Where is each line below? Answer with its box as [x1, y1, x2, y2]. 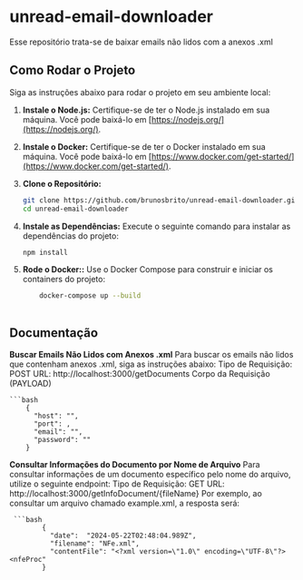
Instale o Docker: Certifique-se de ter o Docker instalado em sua [22, 141, 266, 152]
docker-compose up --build [39, 291, 142, 300]
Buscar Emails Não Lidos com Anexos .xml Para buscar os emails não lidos [9, 349, 294, 359]
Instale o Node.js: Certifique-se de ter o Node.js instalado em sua [22, 104, 270, 115]
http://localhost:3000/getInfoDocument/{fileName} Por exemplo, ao [9, 487, 263, 498]
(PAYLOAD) [9, 378, 52, 388]
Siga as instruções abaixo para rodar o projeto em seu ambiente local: [9, 86, 271, 97]
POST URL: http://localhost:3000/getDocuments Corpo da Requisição [9, 368, 270, 378]
